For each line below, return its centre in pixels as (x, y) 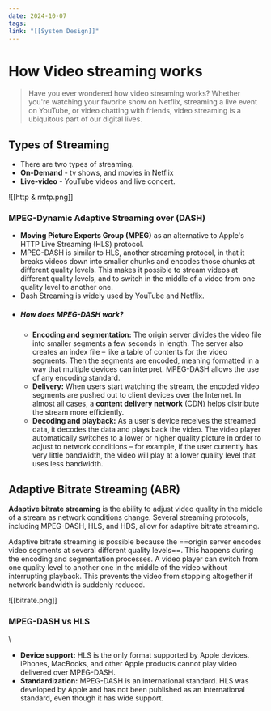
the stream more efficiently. (78, 412)
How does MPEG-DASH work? (72, 315)
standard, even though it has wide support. (92, 698)
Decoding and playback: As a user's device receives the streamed (144, 421)
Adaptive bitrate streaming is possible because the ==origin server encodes (135, 542)
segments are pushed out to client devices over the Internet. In (137, 395)
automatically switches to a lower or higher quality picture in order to (146, 438)
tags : (17, 23)
